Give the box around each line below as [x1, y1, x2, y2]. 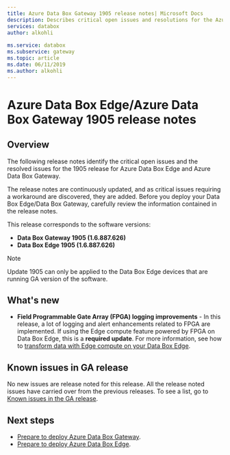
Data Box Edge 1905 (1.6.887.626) [16, 241, 115, 249]
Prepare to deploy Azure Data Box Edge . [16, 440, 131, 448]
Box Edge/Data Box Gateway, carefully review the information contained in [7, 200, 217, 208]
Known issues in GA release [7, 362, 129, 373]
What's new [7, 294, 60, 306]
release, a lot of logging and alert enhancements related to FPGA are [16, 320, 211, 328]
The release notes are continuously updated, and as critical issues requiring [7, 185, 221, 193]
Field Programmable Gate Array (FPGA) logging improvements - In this [16, 313, 221, 321]
